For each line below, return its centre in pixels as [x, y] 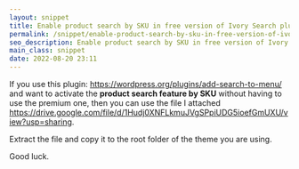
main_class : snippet [48, 51]
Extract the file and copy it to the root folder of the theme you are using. [141, 139]
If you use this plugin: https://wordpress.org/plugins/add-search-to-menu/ [145, 84]
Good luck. [29, 156]
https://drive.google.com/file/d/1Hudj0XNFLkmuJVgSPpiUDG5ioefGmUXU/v [149, 113]
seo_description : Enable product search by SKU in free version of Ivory [149, 42]
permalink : [29, 34]
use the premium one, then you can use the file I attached [115, 103]
